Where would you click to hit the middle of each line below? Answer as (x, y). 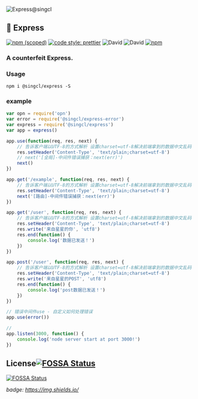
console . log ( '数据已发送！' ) (61, 240)
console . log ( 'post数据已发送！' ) (67, 290)
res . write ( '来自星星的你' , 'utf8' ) (59, 229)
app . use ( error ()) (28, 317)
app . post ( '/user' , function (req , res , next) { (65, 262)
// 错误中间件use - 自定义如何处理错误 (49, 312)
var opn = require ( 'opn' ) (38, 113)
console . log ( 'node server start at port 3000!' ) (79, 339)
